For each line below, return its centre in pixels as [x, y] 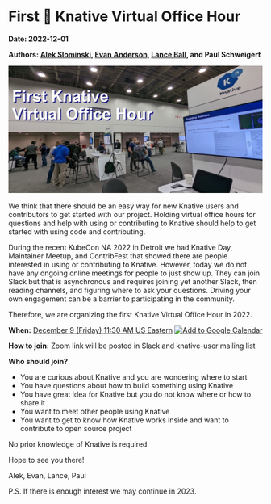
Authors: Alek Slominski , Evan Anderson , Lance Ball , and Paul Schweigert [135, 54]
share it [33, 402]
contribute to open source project [76, 428]
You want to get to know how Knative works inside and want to [125, 420]
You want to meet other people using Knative [95, 411]
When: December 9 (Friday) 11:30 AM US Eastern [91, 330]
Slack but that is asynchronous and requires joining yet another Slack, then [133, 281]
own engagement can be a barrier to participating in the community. [122, 299]
